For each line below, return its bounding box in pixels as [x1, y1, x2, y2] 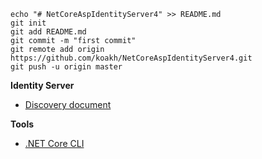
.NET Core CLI [24, 138, 85, 149]
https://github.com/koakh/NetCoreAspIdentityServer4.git [10, 53, 253, 63]
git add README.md [10, 27, 87, 37]
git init [10, 18, 47, 28]
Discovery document [24, 99, 112, 110]
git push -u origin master [10, 62, 123, 72]
